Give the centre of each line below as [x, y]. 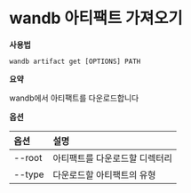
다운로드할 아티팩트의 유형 [104, 174]
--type [29, 174]
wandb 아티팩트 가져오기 [96, 18]
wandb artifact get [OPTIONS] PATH [75, 61]
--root [28, 157]
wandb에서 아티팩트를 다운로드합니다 [74, 98]
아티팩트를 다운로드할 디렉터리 [113, 158]
